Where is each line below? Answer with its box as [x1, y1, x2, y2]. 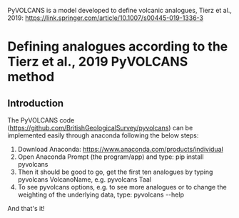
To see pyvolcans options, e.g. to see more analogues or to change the [17, 183, 227, 191]
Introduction [7, 97, 64, 109]
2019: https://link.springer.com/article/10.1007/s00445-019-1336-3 [7, 14, 204, 22]
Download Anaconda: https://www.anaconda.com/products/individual [17, 145, 223, 153]
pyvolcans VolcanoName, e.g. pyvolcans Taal [17, 175, 152, 184]
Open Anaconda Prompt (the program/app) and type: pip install [17, 152, 204, 161]
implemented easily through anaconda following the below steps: [7, 131, 199, 140]
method [7, 69, 55, 85]
